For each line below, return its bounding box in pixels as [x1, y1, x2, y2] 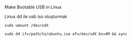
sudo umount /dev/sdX [4, 23, 49, 28]
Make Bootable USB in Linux [4, 4, 62, 10]
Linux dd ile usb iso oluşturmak [4, 14, 67, 19]
